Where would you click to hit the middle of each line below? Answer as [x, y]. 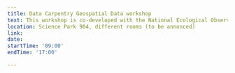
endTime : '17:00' [33, 53]
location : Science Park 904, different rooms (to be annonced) [101, 26]
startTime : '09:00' [36, 46]
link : [15, 33]
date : [15, 40]
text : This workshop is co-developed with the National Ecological [108, 20]
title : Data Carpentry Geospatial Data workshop [79, 14]
